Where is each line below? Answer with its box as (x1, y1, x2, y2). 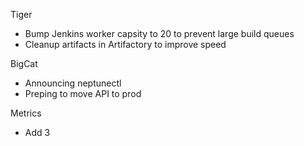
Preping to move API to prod (24, 88, 142, 99)
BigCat (10, 58, 38, 69)
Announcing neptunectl (24, 77, 122, 89)
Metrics (10, 107, 42, 119)
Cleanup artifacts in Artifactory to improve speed (24, 39, 227, 50)
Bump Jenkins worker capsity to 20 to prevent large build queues (24, 28, 295, 39)
